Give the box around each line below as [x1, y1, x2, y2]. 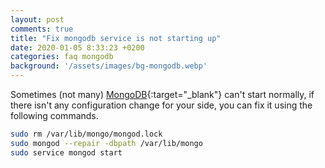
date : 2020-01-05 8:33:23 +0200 [10, 42, 145, 53]
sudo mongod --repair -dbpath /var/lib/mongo [10, 138, 203, 148]
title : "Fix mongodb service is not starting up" [10, 33, 222, 43]
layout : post [10, 14, 65, 25]
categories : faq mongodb [10, 52, 114, 62]
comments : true [10, 24, 74, 34]
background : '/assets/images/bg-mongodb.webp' [10, 61, 208, 71]
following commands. [10, 110, 99, 121]
